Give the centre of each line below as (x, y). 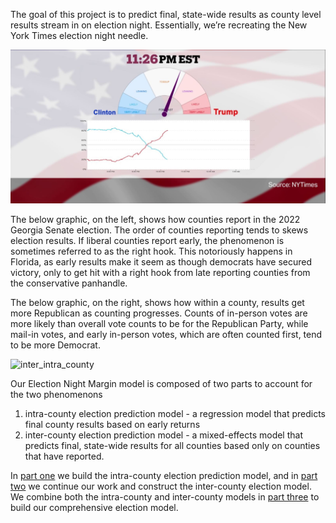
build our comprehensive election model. (94, 507)
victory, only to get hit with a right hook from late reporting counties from (160, 272)
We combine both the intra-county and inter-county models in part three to (165, 496)
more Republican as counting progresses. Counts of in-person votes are (159, 313)
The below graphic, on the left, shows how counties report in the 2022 (155, 219)
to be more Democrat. (55, 345)
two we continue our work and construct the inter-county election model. (161, 486)
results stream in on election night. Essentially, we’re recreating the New (159, 25)
